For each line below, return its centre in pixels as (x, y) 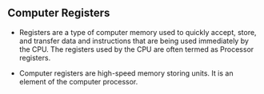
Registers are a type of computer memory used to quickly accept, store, (138, 32)
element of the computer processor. (78, 81)
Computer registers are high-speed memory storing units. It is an (126, 73)
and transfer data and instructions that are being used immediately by (134, 41)
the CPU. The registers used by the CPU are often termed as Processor (136, 49)
